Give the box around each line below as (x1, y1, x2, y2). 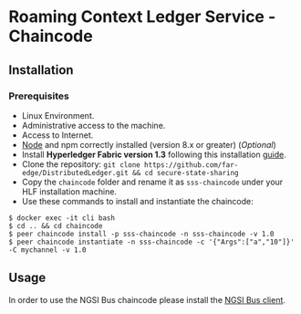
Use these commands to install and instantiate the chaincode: (21, 195, 254, 206)
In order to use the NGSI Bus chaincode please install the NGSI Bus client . (8, 294, 286, 305)
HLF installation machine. (21, 185, 118, 197)
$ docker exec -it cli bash (8, 213, 116, 223)
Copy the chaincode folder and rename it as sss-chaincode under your (21, 176, 284, 187)
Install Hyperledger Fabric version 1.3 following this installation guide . (21, 149, 286, 160)
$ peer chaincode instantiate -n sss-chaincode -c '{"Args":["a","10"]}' (8, 237, 296, 246)
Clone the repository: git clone (21, 158, 140, 170)
